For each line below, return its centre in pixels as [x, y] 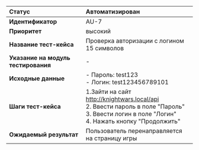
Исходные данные [37, 78]
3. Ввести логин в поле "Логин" [131, 114]
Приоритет [25, 31]
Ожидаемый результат [44, 134]
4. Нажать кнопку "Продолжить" [133, 121]
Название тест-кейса [41, 45]
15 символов [105, 48]
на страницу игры [111, 138]
